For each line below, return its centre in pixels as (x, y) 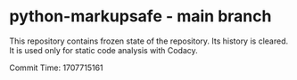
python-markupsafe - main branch (140, 16)
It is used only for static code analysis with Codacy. (103, 50)
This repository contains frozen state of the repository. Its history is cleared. (148, 41)
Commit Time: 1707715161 (57, 68)
